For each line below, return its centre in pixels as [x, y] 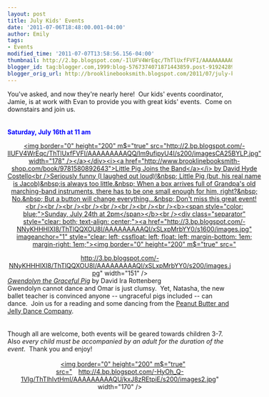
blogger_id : [25, 67]
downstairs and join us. [42, 109]
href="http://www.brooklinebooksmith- [183, 160]
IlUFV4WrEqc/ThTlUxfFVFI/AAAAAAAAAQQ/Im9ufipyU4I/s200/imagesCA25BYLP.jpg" [134, 153]
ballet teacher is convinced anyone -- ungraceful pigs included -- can [110, 296]
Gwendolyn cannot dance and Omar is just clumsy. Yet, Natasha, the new [116, 288]
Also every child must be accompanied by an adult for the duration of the [116, 341]
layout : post [27, 14]
